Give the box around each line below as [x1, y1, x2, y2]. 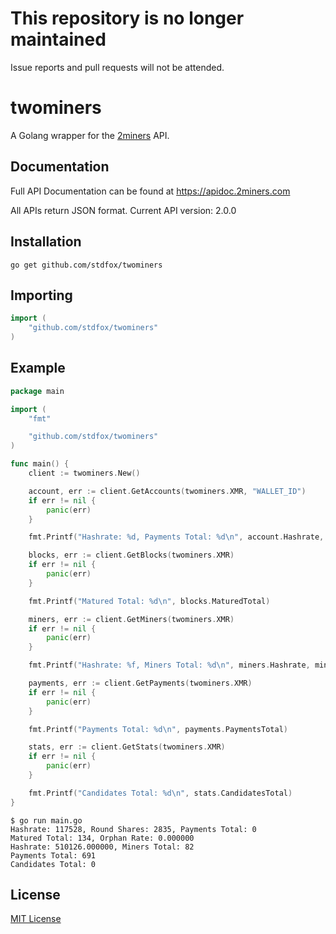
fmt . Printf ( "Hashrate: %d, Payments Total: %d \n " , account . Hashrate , [28, 532, 325, 542]
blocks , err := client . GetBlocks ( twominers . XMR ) [28, 550, 235, 561]
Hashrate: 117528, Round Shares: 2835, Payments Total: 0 [10, 824, 257, 834]
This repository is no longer [10, 7, 245, 30]
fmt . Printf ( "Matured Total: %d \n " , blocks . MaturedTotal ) [28, 596, 271, 606]
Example [10, 360, 66, 377]
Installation [10, 233, 82, 251]
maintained [10, 28, 107, 51]
